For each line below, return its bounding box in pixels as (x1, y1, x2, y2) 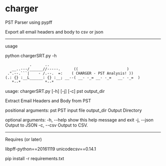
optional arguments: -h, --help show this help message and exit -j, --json (5, 117, 154, 123)
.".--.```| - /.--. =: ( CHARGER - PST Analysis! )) (7, 71, 134, 76)
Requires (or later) (5, 136, 42, 142)
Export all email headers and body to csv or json (5, 29, 104, 35)
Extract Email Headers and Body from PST (5, 97, 91, 104)
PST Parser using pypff (5, 19, 53, 25)
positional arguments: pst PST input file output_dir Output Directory (5, 107, 142, 113)
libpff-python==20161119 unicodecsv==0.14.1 (5, 146, 96, 152)
